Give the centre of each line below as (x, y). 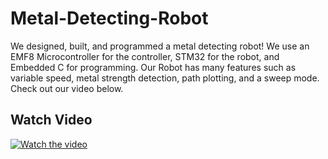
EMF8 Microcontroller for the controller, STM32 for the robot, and (145, 56)
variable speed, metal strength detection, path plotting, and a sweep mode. (165, 78)
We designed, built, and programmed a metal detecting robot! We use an (160, 46)
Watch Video (51, 120)
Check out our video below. (67, 88)
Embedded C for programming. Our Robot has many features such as (153, 67)
